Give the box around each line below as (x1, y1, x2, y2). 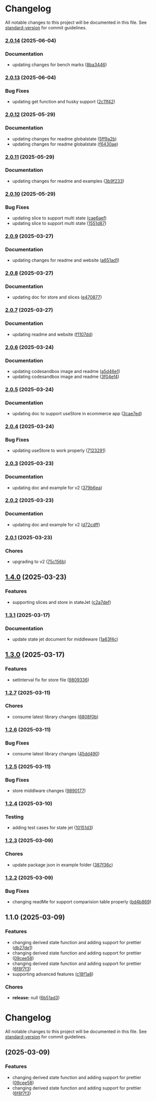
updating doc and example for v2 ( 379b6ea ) (12, 485, 103, 491)
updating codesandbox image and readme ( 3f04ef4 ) (12, 373, 119, 379)
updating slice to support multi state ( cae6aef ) (12, 215, 107, 221)
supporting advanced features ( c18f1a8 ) (12, 971, 94, 977)
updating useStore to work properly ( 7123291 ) (12, 447, 106, 453)
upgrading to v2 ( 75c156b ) (12, 559, 67, 564)
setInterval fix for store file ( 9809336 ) (12, 676, 90, 683)
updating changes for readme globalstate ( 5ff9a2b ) (12, 136, 117, 142)
